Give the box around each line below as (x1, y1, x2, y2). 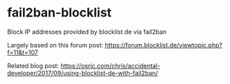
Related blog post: (7, 61, 60, 70)
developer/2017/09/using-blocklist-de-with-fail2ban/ (7, 69, 158, 77)
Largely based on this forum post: (7, 41, 104, 49)
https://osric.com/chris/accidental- (60, 61, 161, 70)
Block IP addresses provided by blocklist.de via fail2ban (7, 28, 167, 36)
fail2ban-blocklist (7, 5, 112, 21)
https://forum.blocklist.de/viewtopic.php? (105, 41, 223, 49)
